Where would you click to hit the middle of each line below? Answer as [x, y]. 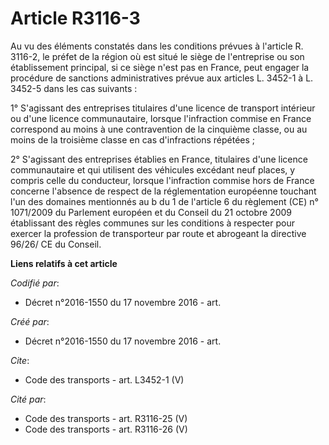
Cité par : [28, 399]
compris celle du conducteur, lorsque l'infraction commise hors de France [162, 180]
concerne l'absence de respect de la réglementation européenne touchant [163, 191]
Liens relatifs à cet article [64, 263]
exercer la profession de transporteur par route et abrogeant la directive [158, 233]
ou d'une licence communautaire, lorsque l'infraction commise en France [161, 118]
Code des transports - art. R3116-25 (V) [106, 418]
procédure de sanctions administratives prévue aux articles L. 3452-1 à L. [162, 78]
